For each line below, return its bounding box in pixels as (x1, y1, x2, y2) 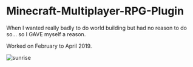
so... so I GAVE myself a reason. (6, 30, 86, 37)
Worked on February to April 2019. (6, 42, 92, 49)
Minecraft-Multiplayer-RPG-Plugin (6, 4, 184, 18)
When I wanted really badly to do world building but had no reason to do (6, 24, 187, 31)
